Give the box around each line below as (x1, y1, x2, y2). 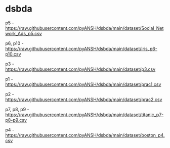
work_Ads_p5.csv (5, 30, 42, 36)
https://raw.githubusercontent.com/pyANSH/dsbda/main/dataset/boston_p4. (5, 132, 165, 138)
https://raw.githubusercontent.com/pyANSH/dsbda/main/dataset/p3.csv (5, 66, 156, 72)
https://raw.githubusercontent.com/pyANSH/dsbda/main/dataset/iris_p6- (5, 45, 158, 52)
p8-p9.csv (5, 117, 27, 123)
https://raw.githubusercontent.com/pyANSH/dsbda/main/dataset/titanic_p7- (5, 112, 164, 118)
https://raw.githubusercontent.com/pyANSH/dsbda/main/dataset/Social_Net (5, 25, 164, 31)
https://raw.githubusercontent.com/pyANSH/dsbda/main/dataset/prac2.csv (5, 96, 162, 103)
